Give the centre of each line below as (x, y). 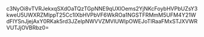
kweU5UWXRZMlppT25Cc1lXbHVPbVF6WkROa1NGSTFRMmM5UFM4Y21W (101, 15)
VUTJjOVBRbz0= (28, 27)
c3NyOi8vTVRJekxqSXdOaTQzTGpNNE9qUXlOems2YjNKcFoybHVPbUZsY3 (102, 9)
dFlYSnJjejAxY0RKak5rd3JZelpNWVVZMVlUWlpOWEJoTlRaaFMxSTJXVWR (102, 21)
